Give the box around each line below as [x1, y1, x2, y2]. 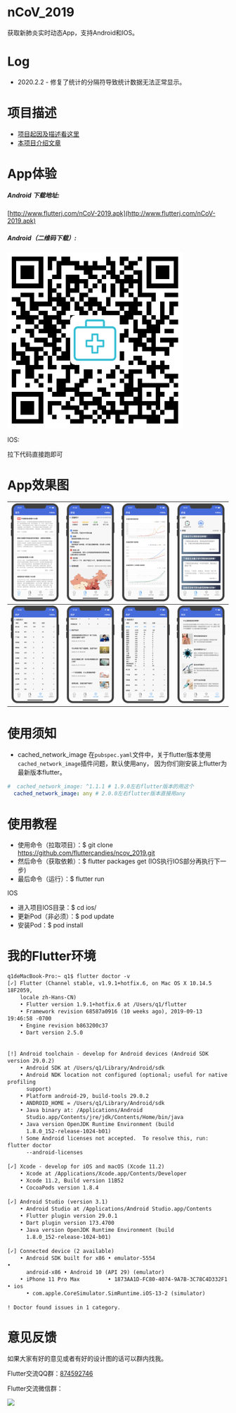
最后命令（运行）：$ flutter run [17, 875, 105, 883]
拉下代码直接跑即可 [7, 450, 63, 458]
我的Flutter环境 [7, 949, 96, 964]
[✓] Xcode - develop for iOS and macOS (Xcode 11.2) [7, 1164, 165, 1171]
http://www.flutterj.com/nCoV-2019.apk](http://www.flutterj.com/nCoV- [9, 209, 216, 217]
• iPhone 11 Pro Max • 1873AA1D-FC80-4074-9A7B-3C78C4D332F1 [20, 1276, 228, 1283]
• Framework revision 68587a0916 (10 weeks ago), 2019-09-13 [20, 1008, 202, 1016]
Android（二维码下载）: [7, 233, 77, 242]
